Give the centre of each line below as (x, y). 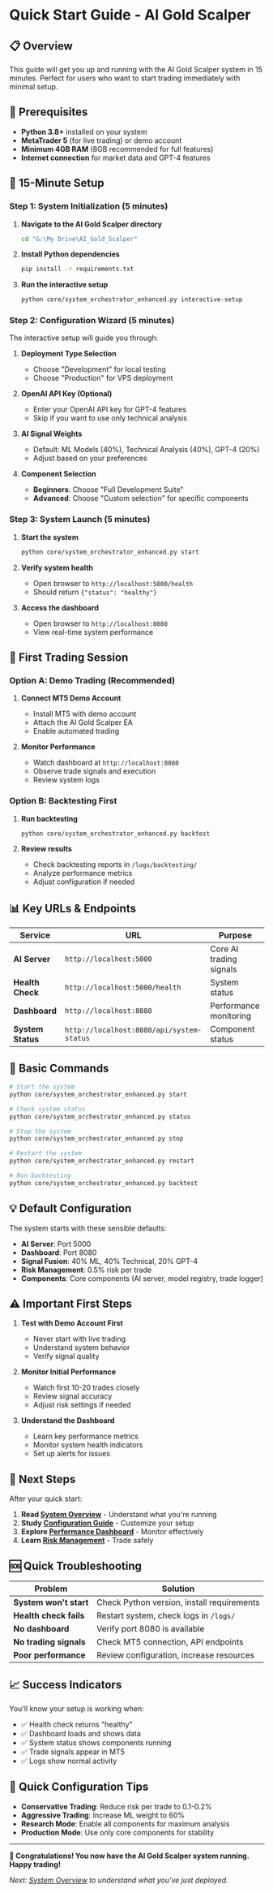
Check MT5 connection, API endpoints (170, 1642)
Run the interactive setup (64, 285)
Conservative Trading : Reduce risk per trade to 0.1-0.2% (117, 1806)
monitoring (231, 1016)
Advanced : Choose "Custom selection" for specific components (141, 498)
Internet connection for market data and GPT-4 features (115, 157)
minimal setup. (34, 86)
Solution (178, 1589)
